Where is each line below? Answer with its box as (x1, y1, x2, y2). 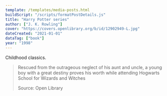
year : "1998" (5, 41, 33, 46)
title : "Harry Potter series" (5, 17, 70, 22)
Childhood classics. (5, 54, 47, 60)
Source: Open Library (17, 85, 63, 91)
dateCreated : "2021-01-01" (5, 31, 63, 36)
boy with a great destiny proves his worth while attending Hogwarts (17, 70, 160, 76)
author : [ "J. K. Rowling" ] (5, 21, 63, 27)
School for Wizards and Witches (17, 75, 86, 81)
